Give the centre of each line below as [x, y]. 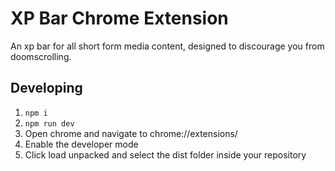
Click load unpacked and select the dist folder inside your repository [165, 154]
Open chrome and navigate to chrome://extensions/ [131, 133]
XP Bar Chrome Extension [119, 18]
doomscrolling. [41, 56]
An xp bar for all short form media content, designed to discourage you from [167, 46]
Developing [46, 88]
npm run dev [49, 123]
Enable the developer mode [81, 144]
